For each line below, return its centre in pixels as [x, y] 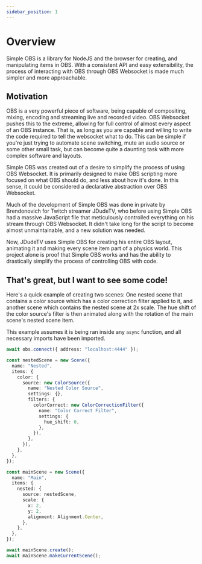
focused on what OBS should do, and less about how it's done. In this [93, 180]
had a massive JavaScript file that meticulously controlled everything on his [100, 218]
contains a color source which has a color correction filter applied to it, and [99, 301]
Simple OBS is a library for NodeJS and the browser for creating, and [92, 58]
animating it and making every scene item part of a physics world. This [94, 248]
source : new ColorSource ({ [56, 383]
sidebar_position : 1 [32, 12]
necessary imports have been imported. [56, 339]
